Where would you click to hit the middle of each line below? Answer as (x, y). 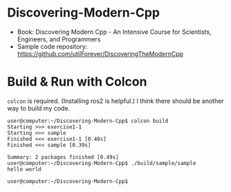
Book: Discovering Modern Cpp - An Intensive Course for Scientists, (114, 32)
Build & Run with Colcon (77, 82)
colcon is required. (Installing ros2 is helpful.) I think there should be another (115, 101)
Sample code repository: (52, 46)
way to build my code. (39, 108)
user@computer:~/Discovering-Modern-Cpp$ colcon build (88, 121)
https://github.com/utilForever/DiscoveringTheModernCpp (100, 54)
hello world (24, 169)
